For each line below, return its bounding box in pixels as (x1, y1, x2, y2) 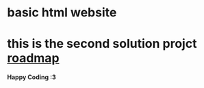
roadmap (7, 50, 60, 66)
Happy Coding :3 (7, 73, 56, 81)
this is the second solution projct (7, 36, 197, 52)
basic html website (7, 5, 117, 20)
